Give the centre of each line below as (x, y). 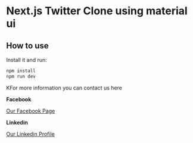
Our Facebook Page (31, 111)
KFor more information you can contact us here (64, 88)
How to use (27, 46)
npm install (21, 71)
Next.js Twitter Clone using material (97, 11)
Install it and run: (27, 60)
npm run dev (21, 76)
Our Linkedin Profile (30, 134)
